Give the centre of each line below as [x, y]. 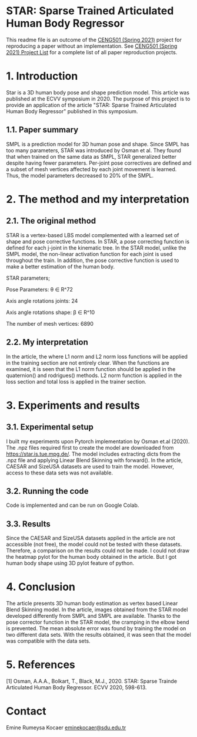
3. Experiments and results [73, 405]
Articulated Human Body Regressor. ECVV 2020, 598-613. [76, 687]
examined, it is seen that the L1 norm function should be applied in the [91, 369]
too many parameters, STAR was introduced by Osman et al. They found [94, 150]
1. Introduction [42, 76]
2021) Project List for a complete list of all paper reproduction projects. [92, 52]
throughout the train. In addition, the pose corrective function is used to [93, 260]
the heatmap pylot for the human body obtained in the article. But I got [91, 557]
